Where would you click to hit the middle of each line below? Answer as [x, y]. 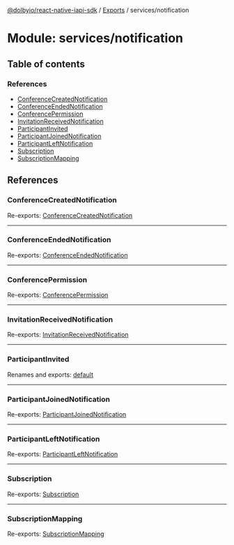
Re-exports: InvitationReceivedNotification [68, 335]
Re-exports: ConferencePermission [58, 295]
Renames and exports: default [50, 374]
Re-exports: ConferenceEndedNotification [68, 255]
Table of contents [46, 64]
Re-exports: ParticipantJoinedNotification [67, 415]
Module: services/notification [95, 38]
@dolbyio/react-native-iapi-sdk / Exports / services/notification [98, 10]
